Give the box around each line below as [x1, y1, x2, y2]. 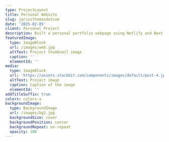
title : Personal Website [5, 12, 57, 17]
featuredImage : [5, 36, 37, 41]
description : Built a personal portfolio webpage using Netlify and [5, 31, 152, 36]
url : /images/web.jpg [10, 45, 55, 50]
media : [5, 63, 19, 68]
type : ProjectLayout [5, 7, 49, 13]
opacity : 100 [10, 129, 37, 134]
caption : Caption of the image [10, 82, 75, 87]
